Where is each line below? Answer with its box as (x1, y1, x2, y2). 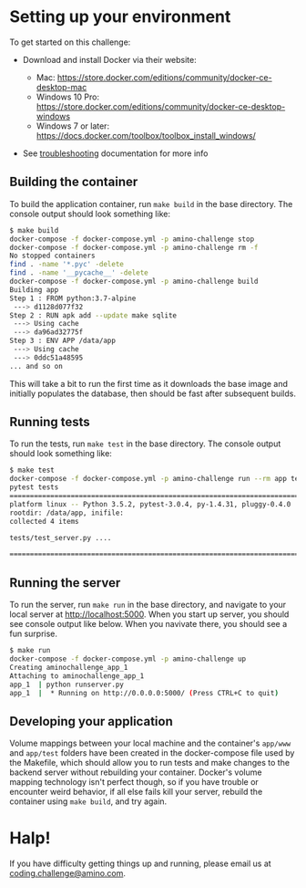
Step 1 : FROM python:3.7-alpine (9, 294, 137, 303)
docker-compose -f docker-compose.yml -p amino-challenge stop (9, 235, 255, 244)
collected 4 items (9, 517, 79, 526)
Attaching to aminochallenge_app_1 (9, 671, 145, 681)
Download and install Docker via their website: (22, 54, 198, 65)
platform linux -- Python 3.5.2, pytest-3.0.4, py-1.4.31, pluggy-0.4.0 (9, 499, 291, 508)
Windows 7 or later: (36, 120, 110, 131)
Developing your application (9, 714, 173, 729)
